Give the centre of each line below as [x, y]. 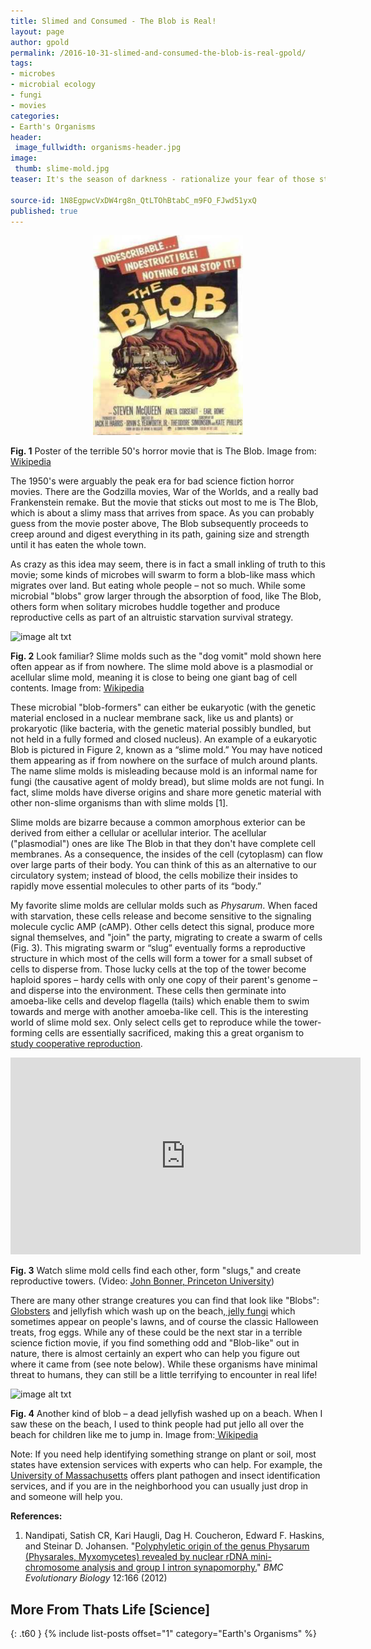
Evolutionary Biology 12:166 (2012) [96, 1578]
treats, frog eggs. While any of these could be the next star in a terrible [156, 1332]
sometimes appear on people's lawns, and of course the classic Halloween [164, 1322]
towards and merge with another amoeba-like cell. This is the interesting [159, 1012]
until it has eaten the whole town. [78, 545]
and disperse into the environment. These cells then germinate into [148, 991]
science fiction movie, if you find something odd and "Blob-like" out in [155, 1343]
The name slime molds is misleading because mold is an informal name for [164, 771]
